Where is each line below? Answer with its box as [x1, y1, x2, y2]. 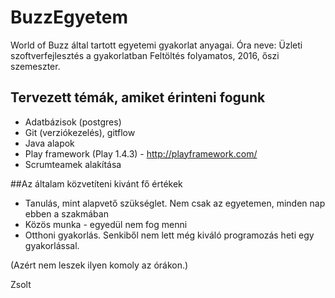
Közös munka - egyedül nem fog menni [24, 218, 188, 230]
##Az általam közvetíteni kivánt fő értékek [10, 177, 183, 190]
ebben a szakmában [24, 207, 109, 220]
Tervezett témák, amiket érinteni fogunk [10, 89, 266, 106]
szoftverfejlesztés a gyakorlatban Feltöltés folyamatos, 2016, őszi [10, 49, 280, 61]
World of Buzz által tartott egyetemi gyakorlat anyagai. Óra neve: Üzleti [10, 39, 303, 51]
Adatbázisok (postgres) [24, 116, 122, 128]
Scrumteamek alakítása [24, 158, 122, 170]
